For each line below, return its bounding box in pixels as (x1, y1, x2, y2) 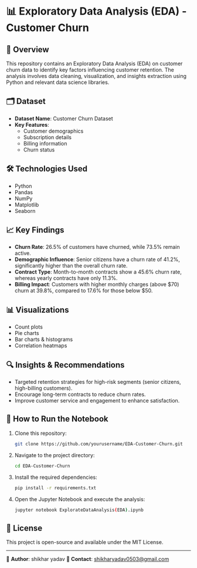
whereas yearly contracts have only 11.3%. (14, 275, 118, 282)
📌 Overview (6, 45, 49, 55)
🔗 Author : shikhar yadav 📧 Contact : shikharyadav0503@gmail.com (6, 556, 169, 563)
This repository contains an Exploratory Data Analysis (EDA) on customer (6, 60, 183, 67)
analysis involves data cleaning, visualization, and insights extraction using (6, 73, 186, 79)
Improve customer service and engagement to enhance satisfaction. (14, 397, 180, 404)
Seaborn (14, 207, 36, 214)
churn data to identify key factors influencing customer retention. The (6, 66, 175, 73)
